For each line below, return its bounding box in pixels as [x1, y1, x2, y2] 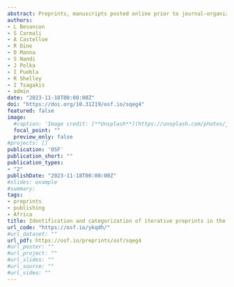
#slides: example [7, 178, 58, 185]
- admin [7, 88, 30, 95]
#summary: [7, 185, 36, 192]
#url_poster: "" [7, 243, 54, 251]
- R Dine [7, 42, 33, 49]
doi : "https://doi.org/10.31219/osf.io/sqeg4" [7, 101, 145, 108]
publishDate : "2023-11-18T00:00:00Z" [7, 172, 117, 179]
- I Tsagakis [7, 82, 45, 88]
